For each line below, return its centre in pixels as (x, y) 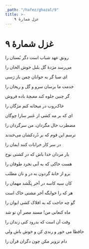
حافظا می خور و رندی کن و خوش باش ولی (45, 232)
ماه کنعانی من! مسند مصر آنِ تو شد (38, 212)
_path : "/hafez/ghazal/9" (32, 10)
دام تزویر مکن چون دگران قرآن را (36, 241)
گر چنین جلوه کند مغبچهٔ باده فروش (37, 96)
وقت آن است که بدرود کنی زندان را (38, 222)
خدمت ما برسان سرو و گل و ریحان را (40, 87)
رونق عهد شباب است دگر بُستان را (37, 57)
